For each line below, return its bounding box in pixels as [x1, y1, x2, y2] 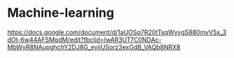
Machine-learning [7, 5, 114, 21]
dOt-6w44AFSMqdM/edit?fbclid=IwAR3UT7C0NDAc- [7, 35, 163, 43]
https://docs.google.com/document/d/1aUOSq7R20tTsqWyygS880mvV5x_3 [7, 28, 227, 36]
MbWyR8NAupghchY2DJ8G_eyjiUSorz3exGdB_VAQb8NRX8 [7, 43, 181, 51]
